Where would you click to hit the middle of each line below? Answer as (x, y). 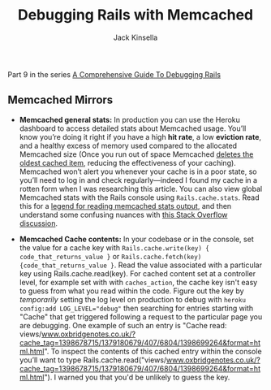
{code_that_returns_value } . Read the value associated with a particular (141, 265)
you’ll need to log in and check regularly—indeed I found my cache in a (138, 180)
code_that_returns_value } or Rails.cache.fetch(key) (110, 256)
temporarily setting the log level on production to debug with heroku (133, 299)
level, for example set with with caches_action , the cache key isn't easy (138, 282)
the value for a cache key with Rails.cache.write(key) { (114, 247)
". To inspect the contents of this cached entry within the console (153, 351)
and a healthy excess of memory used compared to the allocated (128, 145)
